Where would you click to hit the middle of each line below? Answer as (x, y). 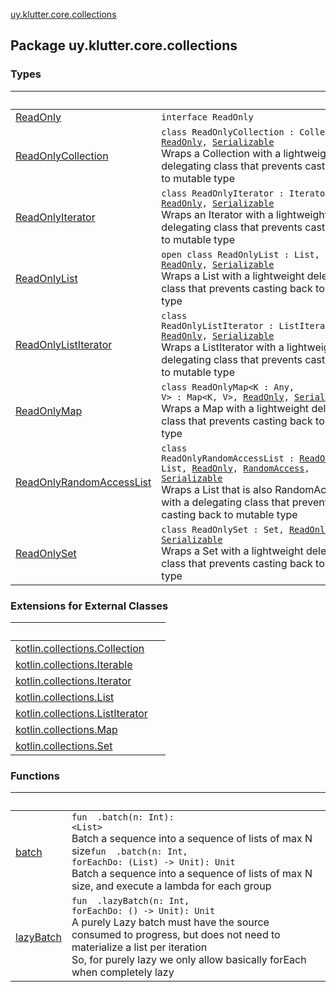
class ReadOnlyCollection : (228, 132)
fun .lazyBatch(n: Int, (130, 901)
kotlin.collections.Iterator (73, 681)
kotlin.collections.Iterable (74, 664)
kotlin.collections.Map (66, 729)
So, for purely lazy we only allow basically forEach (189, 960)
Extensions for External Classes (89, 606)
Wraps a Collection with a (221, 153)
